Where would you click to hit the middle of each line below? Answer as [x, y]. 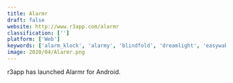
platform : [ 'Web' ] [34, 39]
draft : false [26, 20]
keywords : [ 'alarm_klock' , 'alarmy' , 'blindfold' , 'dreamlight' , [104, 46]
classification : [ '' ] [38, 33]
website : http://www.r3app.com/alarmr [63, 26]
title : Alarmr [28, 13]
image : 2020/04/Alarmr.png [46, 53]
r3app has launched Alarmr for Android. [64, 72]
